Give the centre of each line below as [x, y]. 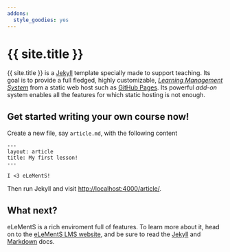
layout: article [30, 152]
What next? [32, 210]
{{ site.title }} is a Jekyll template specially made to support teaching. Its [109, 73]
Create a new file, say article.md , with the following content [92, 133]
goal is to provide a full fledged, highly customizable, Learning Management [115, 81]
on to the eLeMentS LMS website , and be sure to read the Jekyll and [104, 234]
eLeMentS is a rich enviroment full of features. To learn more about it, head [113, 227]
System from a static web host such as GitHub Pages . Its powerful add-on [112, 87]
